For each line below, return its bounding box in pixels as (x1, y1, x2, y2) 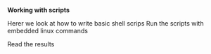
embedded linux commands (7, 27, 88, 35)
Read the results (7, 40, 55, 48)
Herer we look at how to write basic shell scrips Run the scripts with (7, 19, 204, 27)
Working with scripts (7, 6, 70, 14)
